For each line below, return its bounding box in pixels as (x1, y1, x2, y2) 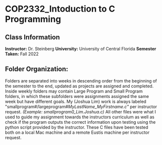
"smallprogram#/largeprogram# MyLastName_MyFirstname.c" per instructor (5, 103, 157, 110)
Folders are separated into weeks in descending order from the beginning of (5, 78, 157, 83)
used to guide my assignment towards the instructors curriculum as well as (5, 114, 155, 120)
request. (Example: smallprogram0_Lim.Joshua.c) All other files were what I (5, 109, 156, 114)
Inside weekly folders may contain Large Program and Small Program (5, 88, 143, 94)
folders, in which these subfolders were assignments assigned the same (5, 93, 149, 99)
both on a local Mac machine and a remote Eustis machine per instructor (5, 129, 150, 135)
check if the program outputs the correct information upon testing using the (5, 119, 156, 125)
